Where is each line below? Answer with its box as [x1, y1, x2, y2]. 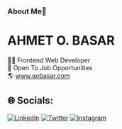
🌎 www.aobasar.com [7, 71, 70, 80]
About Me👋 [7, 6, 48, 16]
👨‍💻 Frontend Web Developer [7, 56, 91, 64]
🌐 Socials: [7, 95, 54, 107]
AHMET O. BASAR [7, 33, 115, 49]
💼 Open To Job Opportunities [7, 63, 93, 72]
